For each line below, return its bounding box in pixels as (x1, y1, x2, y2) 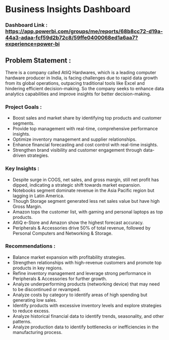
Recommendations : (5, 243, 55, 250)
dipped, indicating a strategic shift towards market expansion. (12, 182, 141, 188)
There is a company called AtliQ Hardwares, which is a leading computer (5, 69, 156, 75)
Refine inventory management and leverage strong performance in (12, 270, 151, 276)
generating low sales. (12, 297, 58, 303)
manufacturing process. (12, 329, 63, 335)
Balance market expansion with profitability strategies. (12, 254, 126, 260)
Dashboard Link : (5, 22, 48, 29)
